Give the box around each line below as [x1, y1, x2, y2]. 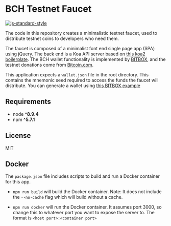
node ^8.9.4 [12, 111, 39, 117]
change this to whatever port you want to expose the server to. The [12, 210, 155, 216]
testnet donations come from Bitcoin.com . [5, 61, 93, 68]
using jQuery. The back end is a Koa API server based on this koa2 [5, 51, 145, 57]
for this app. [5, 179, 31, 185]
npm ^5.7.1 [12, 116, 35, 122]
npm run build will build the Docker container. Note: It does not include [12, 189, 162, 195]
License [5, 131, 31, 140]
